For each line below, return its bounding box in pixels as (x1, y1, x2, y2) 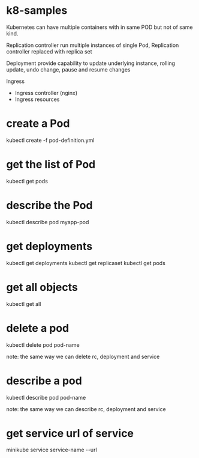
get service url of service (6, 426, 134, 440)
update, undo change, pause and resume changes (6, 66, 131, 73)
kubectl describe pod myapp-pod (6, 218, 89, 225)
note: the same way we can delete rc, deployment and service (6, 353, 160, 360)
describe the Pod (6, 199, 93, 212)
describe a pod (6, 374, 82, 388)
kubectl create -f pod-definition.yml (6, 136, 95, 144)
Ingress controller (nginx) (14, 89, 78, 96)
